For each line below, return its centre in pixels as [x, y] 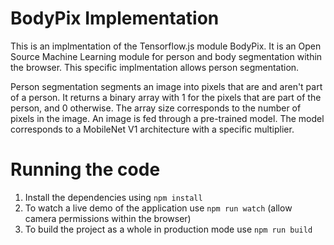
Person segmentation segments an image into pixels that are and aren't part [166, 86]
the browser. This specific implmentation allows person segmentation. [155, 67]
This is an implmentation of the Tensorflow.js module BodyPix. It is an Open [166, 46]
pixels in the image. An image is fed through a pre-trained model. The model [167, 118]
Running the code [85, 169]
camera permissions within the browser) [108, 218]
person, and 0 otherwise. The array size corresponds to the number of [156, 108]
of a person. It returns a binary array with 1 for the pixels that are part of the [166, 97]
